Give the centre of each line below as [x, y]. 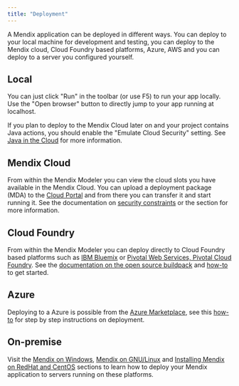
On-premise [34, 342]
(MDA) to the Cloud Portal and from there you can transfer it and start [109, 195]
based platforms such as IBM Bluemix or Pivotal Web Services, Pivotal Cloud [119, 258]
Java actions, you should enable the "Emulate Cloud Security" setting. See [117, 133]
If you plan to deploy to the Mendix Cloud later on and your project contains [118, 125]
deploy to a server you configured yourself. [71, 57]
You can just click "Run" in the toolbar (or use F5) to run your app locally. [114, 96]
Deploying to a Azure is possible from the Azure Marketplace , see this [110, 312]
